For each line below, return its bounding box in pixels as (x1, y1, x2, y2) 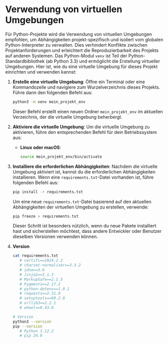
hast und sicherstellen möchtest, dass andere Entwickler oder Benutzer (12, 228, 162, 234)
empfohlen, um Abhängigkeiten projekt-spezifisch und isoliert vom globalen (5, 37, 163, 43)
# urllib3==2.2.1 (19, 300, 56, 305)
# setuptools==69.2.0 (19, 296, 65, 301)
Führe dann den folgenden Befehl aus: (12, 89, 93, 95)
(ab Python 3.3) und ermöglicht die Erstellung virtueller (46, 58, 160, 64)
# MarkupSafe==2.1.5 (19, 277, 63, 282)
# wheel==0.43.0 (19, 305, 54, 311)
